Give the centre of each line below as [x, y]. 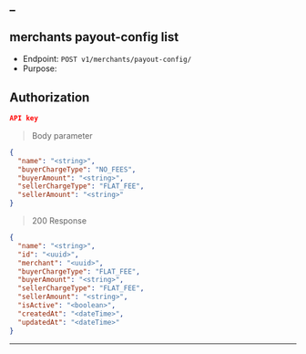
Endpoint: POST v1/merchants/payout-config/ [107, 59]
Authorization [50, 97]
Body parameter [62, 135]
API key [24, 119]
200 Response [59, 221]
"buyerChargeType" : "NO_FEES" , [77, 169]
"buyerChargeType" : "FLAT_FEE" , [79, 271]
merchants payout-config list [94, 37]
